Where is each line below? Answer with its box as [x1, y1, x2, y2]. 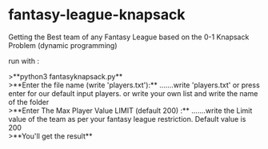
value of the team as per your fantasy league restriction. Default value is [8, 114, 246, 123]
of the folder [8, 97, 50, 107]
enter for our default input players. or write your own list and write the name [8, 88, 258, 98]
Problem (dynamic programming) [8, 40, 118, 50]
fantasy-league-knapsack [8, 6, 186, 24]
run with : [8, 56, 40, 66]
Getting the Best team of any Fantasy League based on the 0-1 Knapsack [8, 32, 250, 42]
